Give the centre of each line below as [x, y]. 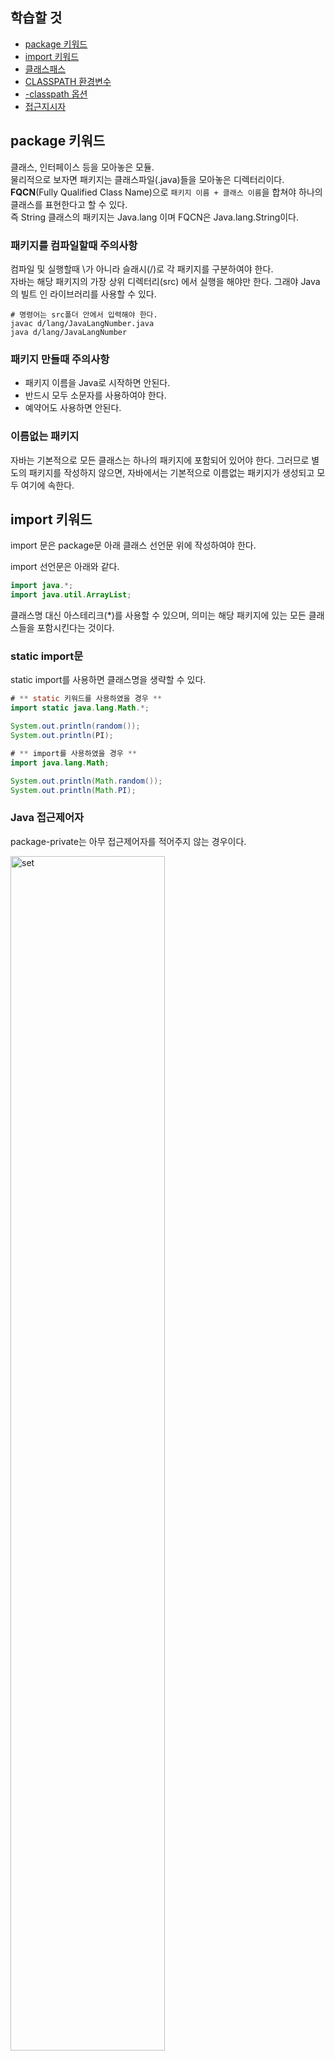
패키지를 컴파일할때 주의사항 [74, 245]
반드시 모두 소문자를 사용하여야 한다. [95, 395]
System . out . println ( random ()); [75, 726]
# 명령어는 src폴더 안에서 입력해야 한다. [84, 314]
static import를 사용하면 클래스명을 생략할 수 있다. [108, 680]
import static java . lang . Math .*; [80, 708]
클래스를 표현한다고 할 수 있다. [69, 204]
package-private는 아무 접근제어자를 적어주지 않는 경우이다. [128, 841]
